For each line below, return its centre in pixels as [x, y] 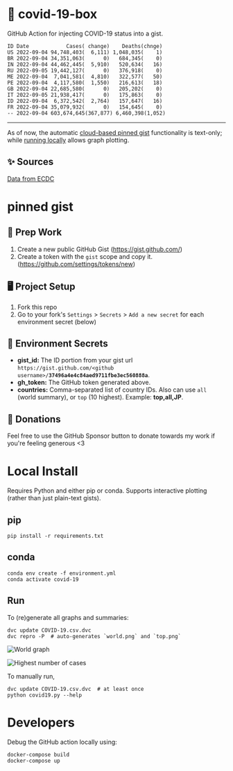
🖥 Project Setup [41, 287]
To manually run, [31, 676]
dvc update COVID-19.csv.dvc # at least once [76, 689]
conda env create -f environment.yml [62, 573]
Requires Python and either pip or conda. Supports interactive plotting [107, 491]
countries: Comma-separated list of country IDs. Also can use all [112, 390]
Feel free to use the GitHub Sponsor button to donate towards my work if [111, 436]
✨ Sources [31, 162]
